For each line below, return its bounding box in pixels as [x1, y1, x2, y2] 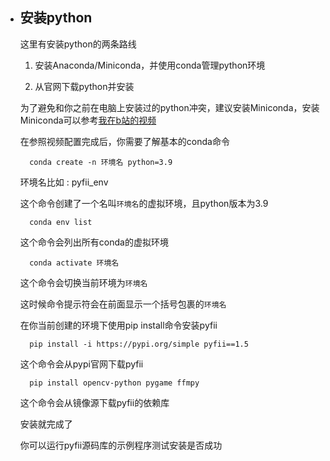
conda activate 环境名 [29, 258, 120, 268]
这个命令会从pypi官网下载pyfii [19, 358, 144, 370]
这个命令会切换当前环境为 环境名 [19, 276, 148, 288]
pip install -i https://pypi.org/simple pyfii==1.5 [29, 339, 249, 349]
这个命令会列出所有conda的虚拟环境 [19, 236, 169, 248]
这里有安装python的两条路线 [19, 38, 137, 50]
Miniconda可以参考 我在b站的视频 [19, 114, 157, 126]
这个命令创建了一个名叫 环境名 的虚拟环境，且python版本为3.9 [19, 197, 269, 209]
